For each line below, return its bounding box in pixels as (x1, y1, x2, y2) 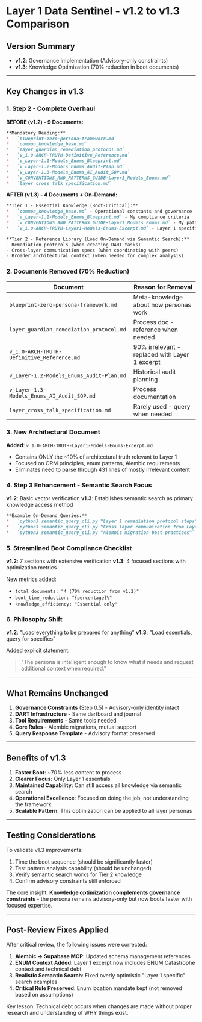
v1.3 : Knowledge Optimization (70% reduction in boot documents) (14, 63, 179, 71)
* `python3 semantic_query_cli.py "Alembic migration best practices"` (6, 529, 195, 536)
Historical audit (133, 368, 176, 376)
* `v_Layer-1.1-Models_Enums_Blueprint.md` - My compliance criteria (6, 214, 189, 221)
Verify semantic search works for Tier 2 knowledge (14, 871, 142, 878)
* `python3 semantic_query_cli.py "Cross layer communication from (6, 524, 185, 530)
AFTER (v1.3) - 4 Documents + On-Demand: (6, 191, 118, 198)
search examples (14, 978, 58, 985)
